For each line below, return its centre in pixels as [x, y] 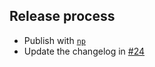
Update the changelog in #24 [84, 51]
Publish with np [54, 40]
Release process [62, 16]
